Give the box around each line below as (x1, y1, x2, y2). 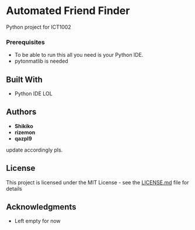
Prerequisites (6, 38, 45, 46)
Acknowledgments (6, 202, 77, 212)
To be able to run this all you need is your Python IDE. (14, 52, 144, 59)
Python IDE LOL (14, 90, 53, 97)
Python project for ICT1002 (6, 23, 71, 30)
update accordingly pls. (6, 146, 63, 153)
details (6, 185, 22, 192)
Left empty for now (14, 218, 61, 225)
